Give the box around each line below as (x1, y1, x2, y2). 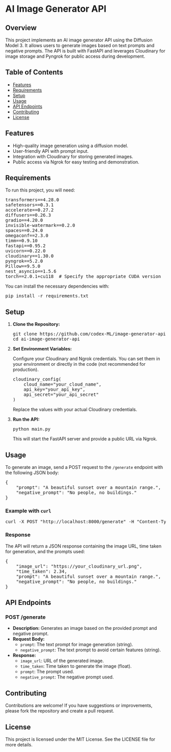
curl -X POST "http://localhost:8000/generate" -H (5, 519, 134, 525)
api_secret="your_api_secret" (23, 392, 99, 397)
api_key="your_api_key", (23, 387, 85, 392)
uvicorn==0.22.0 (5, 248, 46, 254)
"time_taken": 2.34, (16, 568, 67, 574)
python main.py (12, 426, 51, 432)
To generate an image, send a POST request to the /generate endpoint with (5, 464, 163, 471)
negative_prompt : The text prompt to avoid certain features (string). (20, 647, 161, 653)
